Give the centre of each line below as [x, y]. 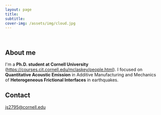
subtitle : [15, 19]
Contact [18, 95]
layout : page [18, 10]
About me [20, 53]
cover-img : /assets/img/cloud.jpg [40, 23]
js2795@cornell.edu [25, 107]
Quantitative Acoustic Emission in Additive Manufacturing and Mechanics [80, 75]
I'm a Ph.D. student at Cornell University [47, 65]
